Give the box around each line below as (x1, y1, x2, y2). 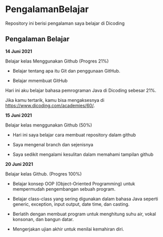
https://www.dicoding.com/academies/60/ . (5, 102, 95, 108)
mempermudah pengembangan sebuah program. (12, 186, 115, 192)
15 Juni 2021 (5, 112, 32, 118)
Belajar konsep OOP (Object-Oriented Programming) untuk (12, 181, 135, 187)
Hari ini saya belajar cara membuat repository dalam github (12, 132, 136, 138)
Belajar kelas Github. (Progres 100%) (5, 170, 82, 177)
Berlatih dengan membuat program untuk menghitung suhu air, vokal (12, 211, 156, 217)
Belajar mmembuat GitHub (12, 77, 68, 84)
